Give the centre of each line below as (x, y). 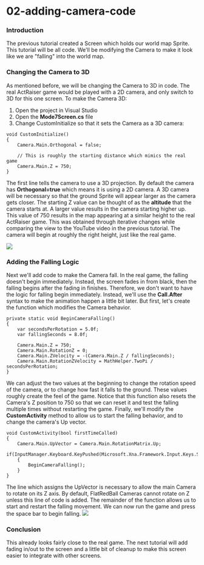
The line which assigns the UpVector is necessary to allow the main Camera (101, 487)
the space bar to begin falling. (44, 514)
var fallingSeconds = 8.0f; (53, 335)
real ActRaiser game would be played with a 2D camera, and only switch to (100, 92)
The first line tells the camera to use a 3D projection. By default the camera (100, 183)
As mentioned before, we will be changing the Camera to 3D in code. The (98, 85)
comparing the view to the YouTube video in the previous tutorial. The (93, 228)
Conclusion (24, 529)
